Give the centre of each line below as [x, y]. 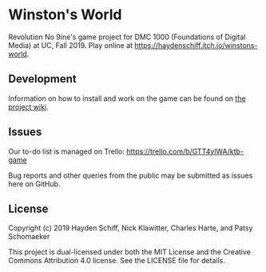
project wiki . [29, 106]
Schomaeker [29, 237]
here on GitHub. [34, 184]
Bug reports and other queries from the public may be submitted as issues [131, 175]
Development [43, 79]
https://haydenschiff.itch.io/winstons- [196, 45]
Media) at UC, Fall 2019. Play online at [71, 45]
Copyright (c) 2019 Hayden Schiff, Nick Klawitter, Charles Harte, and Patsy [131, 228]
